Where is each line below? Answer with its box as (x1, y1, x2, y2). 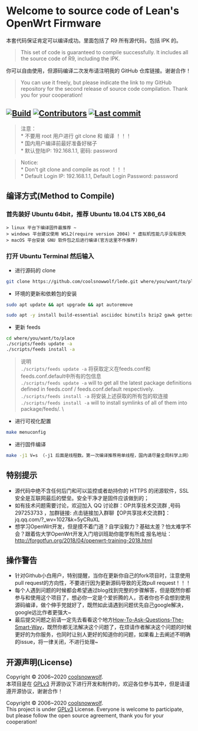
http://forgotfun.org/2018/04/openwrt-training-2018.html (14, 536, 153, 544)
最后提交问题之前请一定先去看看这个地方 (14, 616, 113, 623)
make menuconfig (6, 429, 46, 435)
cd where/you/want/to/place (6, 335, 75, 341)
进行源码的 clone (14, 266, 56, 274)
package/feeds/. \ (20, 405, 64, 412)
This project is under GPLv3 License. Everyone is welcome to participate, (6, 706, 184, 713)
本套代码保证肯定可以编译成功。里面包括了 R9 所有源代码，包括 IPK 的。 (6, 37, 181, 44)
